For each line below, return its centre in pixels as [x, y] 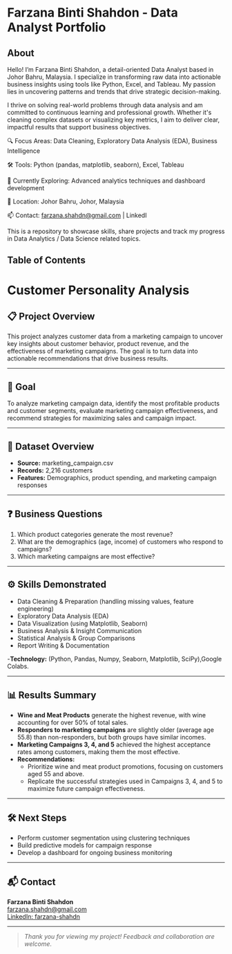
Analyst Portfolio [57, 27]
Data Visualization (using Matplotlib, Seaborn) [83, 623]
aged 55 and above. [56, 774]
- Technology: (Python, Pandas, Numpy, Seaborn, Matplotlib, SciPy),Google [115, 659]
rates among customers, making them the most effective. [98, 752]
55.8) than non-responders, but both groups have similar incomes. [112, 737]
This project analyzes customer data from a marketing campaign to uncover [115, 336]
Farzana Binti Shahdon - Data [93, 13]
